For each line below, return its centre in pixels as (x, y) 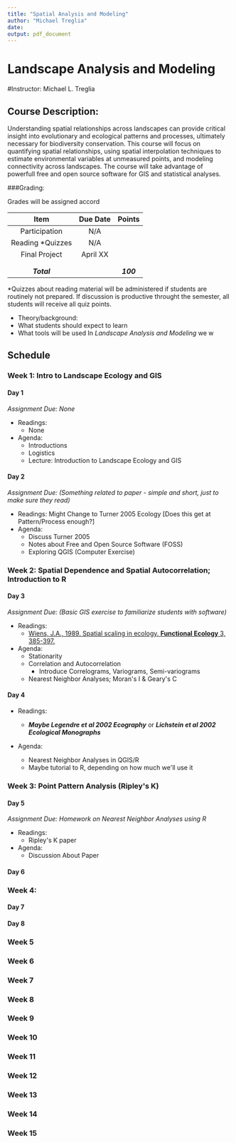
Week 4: (22, 890)
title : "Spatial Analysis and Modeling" (68, 14)
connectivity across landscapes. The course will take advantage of (106, 166)
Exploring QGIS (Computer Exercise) (81, 552)
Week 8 (21, 999)
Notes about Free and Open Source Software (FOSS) (106, 544)
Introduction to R (37, 579)
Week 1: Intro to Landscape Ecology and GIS (85, 376)
